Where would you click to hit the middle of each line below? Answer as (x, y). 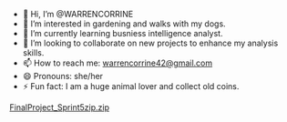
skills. (33, 53)
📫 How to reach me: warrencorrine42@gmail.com (118, 63)
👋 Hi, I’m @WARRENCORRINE (78, 14)
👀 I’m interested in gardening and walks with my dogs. (124, 24)
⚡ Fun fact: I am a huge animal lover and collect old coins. (131, 86)
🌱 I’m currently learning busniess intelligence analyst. (123, 33)
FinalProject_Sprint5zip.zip (59, 107)
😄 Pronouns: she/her (62, 76)
